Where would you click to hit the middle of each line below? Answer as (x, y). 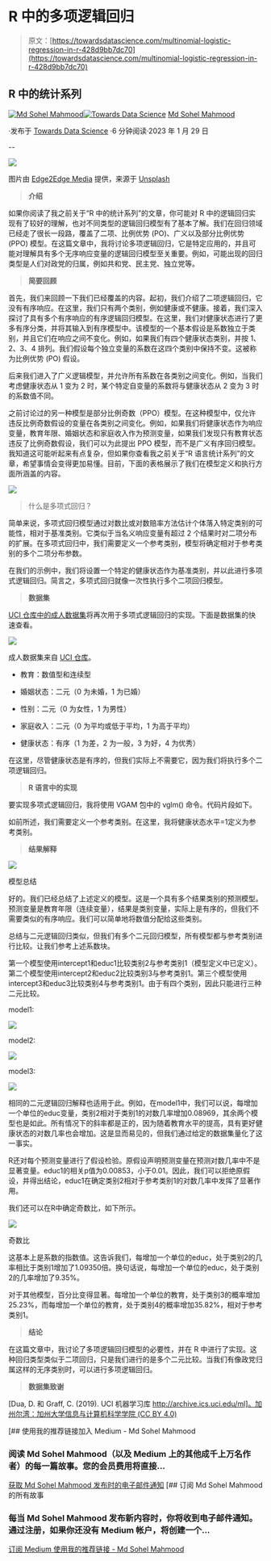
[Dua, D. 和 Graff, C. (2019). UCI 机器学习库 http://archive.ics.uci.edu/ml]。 (132, 1404)
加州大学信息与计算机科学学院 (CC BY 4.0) (106, 1413)
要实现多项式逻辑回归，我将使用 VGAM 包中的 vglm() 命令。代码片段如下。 (132, 804)
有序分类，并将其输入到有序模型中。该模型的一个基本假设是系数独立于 (131, 328)
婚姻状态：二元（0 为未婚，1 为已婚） (82, 691)
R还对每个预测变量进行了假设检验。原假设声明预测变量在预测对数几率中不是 (134, 1160)
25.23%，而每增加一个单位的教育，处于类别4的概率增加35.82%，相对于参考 (135, 1304)
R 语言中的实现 (53, 787)
